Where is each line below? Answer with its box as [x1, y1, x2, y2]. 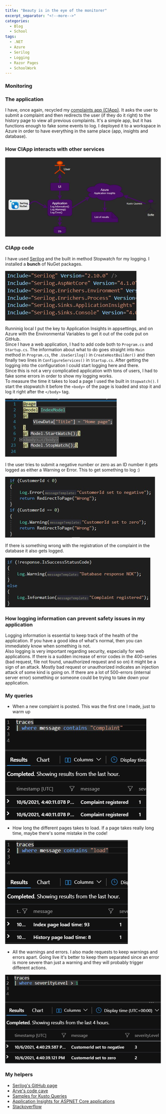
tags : [5, 34, 16, 39]
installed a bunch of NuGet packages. [5, 261, 83, 267]
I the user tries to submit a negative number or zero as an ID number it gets [5, 461, 158, 467]
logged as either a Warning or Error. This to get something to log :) [5, 467, 140, 473]
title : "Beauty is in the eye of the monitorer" [5, 8, 107, 13]
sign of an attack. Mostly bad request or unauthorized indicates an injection [5, 664, 159, 670]
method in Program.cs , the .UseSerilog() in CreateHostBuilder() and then [5, 352, 155, 358]
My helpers [5, 1071, 33, 1078]
